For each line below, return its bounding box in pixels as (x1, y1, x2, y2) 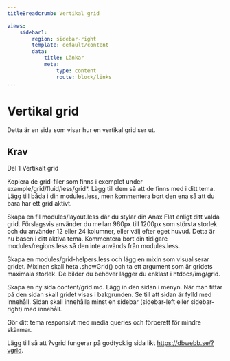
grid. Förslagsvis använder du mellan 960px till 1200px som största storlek (7, 220, 218, 228)
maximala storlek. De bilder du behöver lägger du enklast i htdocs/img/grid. (7, 270, 221, 278)
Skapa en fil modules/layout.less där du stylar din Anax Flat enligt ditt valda (7, 212, 220, 221)
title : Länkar (43, 54, 84, 62)
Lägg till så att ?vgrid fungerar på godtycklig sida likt (7, 339, 156, 347)
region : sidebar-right (32, 35, 97, 42)
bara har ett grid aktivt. (7, 199, 72, 208)
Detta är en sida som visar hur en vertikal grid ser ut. (7, 126, 156, 134)
